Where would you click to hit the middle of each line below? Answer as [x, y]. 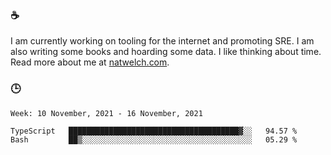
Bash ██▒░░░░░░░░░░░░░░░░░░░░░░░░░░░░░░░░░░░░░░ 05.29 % [154, 139]
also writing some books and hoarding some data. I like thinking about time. [166, 52]
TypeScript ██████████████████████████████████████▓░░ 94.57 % [154, 131]
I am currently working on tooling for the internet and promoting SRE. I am [162, 41]
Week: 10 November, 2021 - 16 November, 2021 [106, 113]
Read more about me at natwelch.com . [90, 62]
